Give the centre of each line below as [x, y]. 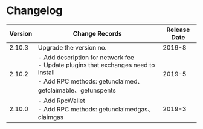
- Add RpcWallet [62, 101]
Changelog [34, 11]
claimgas [51, 117]
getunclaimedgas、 [126, 109]
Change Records [97, 33]
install [47, 72]
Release [178, 30]
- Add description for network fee [86, 57]
